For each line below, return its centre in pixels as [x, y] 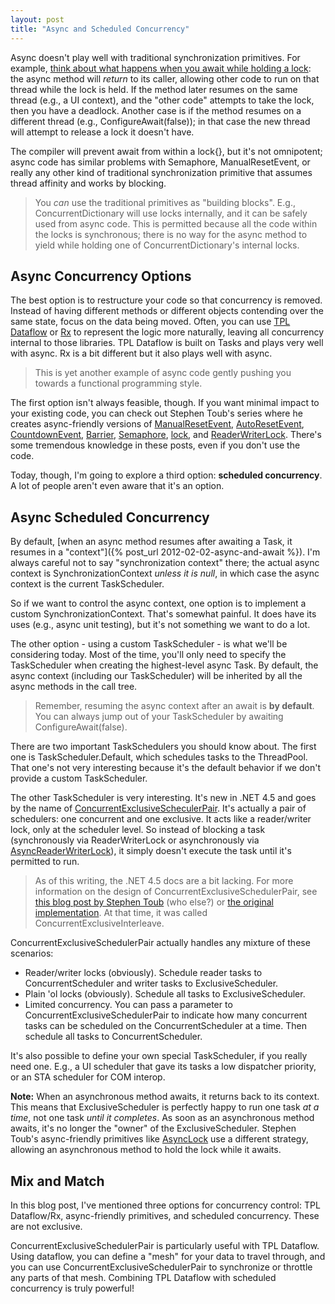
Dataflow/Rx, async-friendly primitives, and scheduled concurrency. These [165, 1215]
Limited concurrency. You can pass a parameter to [128, 1005]
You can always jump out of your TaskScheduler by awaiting [159, 717]
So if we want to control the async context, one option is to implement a [158, 603]
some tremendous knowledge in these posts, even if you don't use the [155, 445]
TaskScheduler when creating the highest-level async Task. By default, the [164, 665]
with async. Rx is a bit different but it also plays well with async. [141, 353]
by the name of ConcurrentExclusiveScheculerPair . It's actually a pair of [158, 808]
